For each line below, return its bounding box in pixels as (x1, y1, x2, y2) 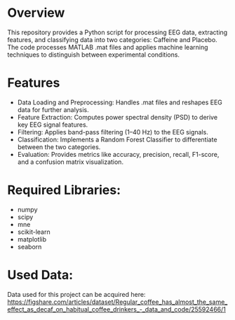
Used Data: (7, 267, 74, 283)
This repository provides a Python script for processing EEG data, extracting (7, 28, 228, 36)
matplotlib (17, 235, 47, 243)
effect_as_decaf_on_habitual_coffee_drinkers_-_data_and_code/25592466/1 (7, 305, 226, 313)
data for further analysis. (17, 105, 89, 113)
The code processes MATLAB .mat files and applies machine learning (7, 43, 208, 51)
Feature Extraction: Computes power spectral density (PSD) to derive (17, 113, 218, 121)
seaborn (17, 242, 42, 251)
